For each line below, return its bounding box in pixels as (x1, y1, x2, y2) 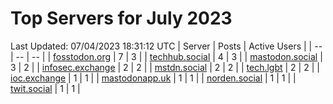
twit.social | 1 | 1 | (10, 82, 81, 94)
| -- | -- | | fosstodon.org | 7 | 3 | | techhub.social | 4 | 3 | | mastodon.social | (10, 50, 323, 62)
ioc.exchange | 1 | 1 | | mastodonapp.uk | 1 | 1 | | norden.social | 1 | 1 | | (10, 72, 297, 84)
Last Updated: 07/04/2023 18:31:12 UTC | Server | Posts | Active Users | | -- (10, 40, 323, 52)
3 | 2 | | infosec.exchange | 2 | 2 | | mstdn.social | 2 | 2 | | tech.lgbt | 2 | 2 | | (10, 61, 320, 73)
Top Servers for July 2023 (10, 7, 233, 30)
